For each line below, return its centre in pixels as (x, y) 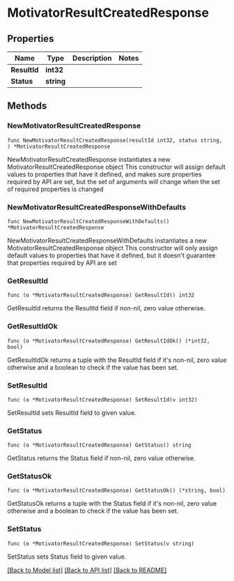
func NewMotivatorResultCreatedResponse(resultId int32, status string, (115, 140)
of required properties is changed (55, 189)
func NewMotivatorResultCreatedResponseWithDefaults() (88, 221)
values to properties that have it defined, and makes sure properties (104, 174)
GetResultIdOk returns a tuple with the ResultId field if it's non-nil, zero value (117, 360)
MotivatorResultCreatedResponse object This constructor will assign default (117, 167)
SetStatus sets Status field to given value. (67, 557)
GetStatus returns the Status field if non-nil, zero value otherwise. (101, 458)
